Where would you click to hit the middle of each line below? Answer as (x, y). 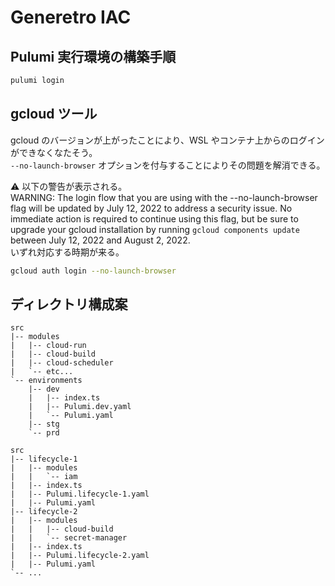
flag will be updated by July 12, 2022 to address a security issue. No (151, 208)
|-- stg (44, 424)
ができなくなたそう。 (54, 152)
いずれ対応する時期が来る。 (67, 252)
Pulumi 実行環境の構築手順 (93, 56)
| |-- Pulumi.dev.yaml (80, 407)
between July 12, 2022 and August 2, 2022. (100, 240)
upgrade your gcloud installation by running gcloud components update (155, 229)
